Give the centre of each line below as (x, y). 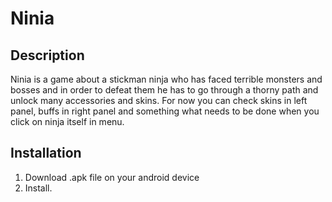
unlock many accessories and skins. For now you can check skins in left (159, 100)
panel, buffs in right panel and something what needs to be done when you (165, 111)
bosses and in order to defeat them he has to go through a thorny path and (164, 90)
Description (47, 55)
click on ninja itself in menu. (67, 121)
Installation (46, 153)
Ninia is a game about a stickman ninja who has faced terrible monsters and (166, 79)
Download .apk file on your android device (112, 177)
